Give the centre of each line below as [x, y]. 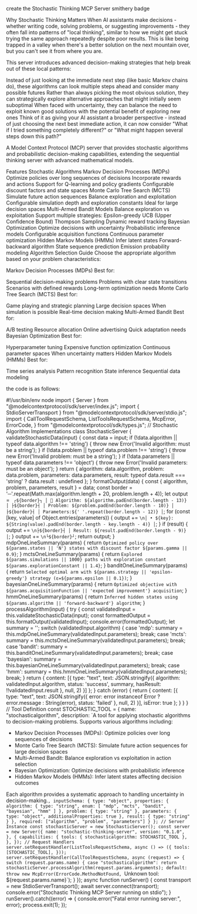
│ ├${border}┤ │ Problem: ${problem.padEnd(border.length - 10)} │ [90, 505]
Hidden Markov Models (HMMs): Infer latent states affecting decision [98, 776]
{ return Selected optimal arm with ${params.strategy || [76, 572]
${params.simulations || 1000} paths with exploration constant [86, 560]
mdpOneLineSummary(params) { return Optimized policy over [82, 543]
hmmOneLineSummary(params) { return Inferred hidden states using [92, 597]
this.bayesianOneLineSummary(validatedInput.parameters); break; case [93, 665]
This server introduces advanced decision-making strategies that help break [98, 62]
